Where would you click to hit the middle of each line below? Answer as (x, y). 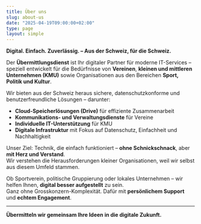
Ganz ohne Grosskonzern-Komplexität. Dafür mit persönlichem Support (95, 191)
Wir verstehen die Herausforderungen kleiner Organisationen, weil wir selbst (100, 161)
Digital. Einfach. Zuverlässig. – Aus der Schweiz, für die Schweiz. (89, 51)
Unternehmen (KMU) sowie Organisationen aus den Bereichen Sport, (92, 75)
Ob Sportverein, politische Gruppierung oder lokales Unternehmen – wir (95, 179)
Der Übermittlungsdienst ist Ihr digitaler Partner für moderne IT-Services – (99, 63)
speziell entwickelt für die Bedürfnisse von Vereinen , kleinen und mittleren (99, 69)
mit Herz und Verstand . (36, 154)
